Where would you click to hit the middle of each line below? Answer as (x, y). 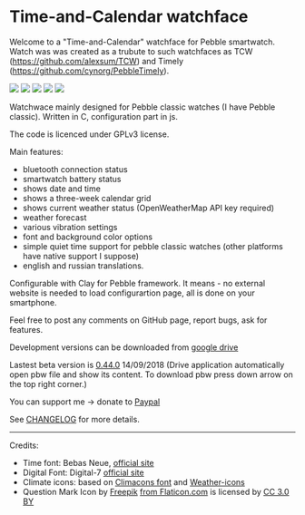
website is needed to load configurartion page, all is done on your (133, 293)
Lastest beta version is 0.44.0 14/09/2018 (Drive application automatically (147, 364)
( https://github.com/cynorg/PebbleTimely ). (89, 71)
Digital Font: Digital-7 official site (83, 472)
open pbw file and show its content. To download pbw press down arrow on (151, 374)
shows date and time (62, 189)
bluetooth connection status (75, 169)
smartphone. (33, 302)
